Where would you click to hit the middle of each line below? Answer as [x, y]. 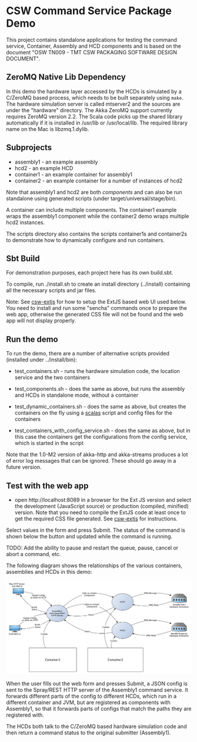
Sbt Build [23, 258]
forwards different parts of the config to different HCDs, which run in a [91, 696]
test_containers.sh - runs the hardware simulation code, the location [97, 371]
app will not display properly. [41, 321]
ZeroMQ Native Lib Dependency [66, 77]
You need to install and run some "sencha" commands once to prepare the [96, 308]
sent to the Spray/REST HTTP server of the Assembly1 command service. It [97, 690]
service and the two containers [52, 377]
